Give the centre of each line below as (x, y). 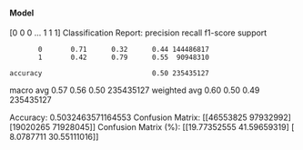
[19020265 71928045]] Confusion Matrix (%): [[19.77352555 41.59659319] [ (152, 127)
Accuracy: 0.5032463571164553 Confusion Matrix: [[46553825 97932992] (150, 117)
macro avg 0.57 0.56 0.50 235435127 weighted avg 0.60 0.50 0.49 (135, 90)
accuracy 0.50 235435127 (109, 74)
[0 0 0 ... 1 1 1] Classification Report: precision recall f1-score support (138, 33)
